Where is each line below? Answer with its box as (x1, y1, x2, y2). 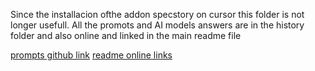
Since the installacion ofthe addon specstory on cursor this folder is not (10, 9, 305, 20)
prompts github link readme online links (10, 49, 173, 61)
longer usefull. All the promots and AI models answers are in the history (10, 19, 305, 31)
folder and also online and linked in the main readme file (10, 30, 242, 41)
